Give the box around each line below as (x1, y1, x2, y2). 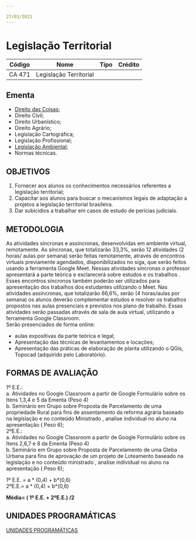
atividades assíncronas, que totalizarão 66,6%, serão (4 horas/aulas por (6, 290, 180, 297)
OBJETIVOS (6, 166, 50, 176)
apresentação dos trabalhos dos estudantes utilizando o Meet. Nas (6, 283, 168, 290)
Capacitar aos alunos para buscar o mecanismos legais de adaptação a (14, 195, 187, 202)
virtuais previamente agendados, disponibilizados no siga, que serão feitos (6, 259, 187, 265)
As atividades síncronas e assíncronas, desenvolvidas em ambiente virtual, (6, 240, 187, 247)
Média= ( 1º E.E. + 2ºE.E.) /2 (6, 494, 75, 501)
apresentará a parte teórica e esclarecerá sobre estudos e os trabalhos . (6, 271, 181, 278)
